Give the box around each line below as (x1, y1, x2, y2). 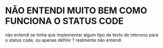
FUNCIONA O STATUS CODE (5, 15, 124, 27)
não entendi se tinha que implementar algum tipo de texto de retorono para (5, 32, 159, 38)
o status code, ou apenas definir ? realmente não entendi (5, 37, 122, 43)
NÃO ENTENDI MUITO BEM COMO (5, 5, 148, 16)
